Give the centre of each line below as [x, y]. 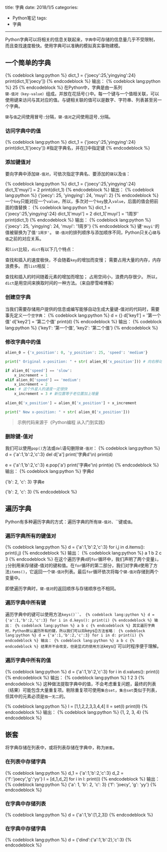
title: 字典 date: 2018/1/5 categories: [42, 7]
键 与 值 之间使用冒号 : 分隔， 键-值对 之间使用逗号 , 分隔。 [59, 117]
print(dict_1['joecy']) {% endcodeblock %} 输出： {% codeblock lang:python [83, 81]
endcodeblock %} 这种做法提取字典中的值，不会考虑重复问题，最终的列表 [81, 684]
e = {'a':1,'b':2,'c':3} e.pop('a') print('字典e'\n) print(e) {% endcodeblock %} [82, 465]
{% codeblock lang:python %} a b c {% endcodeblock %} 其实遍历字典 [85, 626]
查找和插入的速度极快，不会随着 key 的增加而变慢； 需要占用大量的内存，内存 [83, 260]
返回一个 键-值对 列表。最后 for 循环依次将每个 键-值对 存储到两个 [96, 572]
